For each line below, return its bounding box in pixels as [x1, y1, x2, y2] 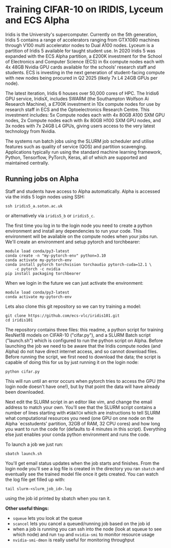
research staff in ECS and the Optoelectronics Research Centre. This [5, 106, 150, 112]
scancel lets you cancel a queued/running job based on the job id [12, 520, 151, 527]
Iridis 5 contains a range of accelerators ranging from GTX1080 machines [5, 37, 160, 43]
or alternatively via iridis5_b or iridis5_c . [5, 212, 95, 218]
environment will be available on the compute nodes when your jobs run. [5, 233, 158, 239]
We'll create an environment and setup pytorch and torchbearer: [5, 239, 140, 245]
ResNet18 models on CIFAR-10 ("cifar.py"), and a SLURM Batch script [5, 332, 151, 338]
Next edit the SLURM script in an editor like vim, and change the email [5, 399, 152, 405]
